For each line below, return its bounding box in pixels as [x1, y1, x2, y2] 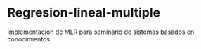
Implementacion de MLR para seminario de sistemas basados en [7, 28, 195, 36]
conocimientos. [7, 35, 52, 43]
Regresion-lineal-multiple [7, 5, 161, 21]
